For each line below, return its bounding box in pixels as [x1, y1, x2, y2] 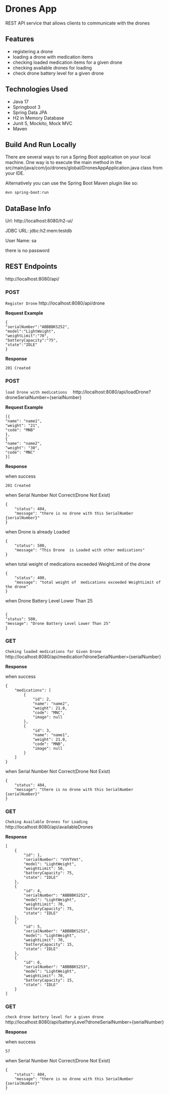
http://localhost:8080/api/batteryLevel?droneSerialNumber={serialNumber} [5, 1019, 164, 1025]
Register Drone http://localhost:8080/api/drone [5, 300, 105, 307]
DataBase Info [5, 204, 51, 213]
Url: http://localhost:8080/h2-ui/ [5, 218, 73, 224]
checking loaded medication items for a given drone [12, 59, 123, 65]
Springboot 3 [12, 104, 41, 110]
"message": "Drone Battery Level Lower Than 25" [5, 621, 111, 626]
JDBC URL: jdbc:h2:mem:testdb [5, 228, 73, 234]
